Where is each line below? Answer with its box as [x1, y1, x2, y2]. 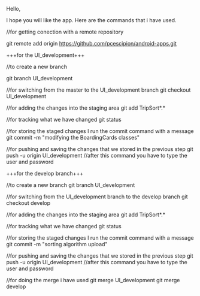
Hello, [6, 5, 21, 12]
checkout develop [6, 200, 51, 206]
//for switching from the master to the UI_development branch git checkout [6, 86, 191, 93]
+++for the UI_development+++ [6, 52, 85, 59]
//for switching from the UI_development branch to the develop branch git [6, 193, 188, 200]
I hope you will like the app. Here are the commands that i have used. [6, 17, 177, 23]
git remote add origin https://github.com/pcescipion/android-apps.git [6, 40, 177, 47]
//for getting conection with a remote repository [6, 28, 124, 35]
